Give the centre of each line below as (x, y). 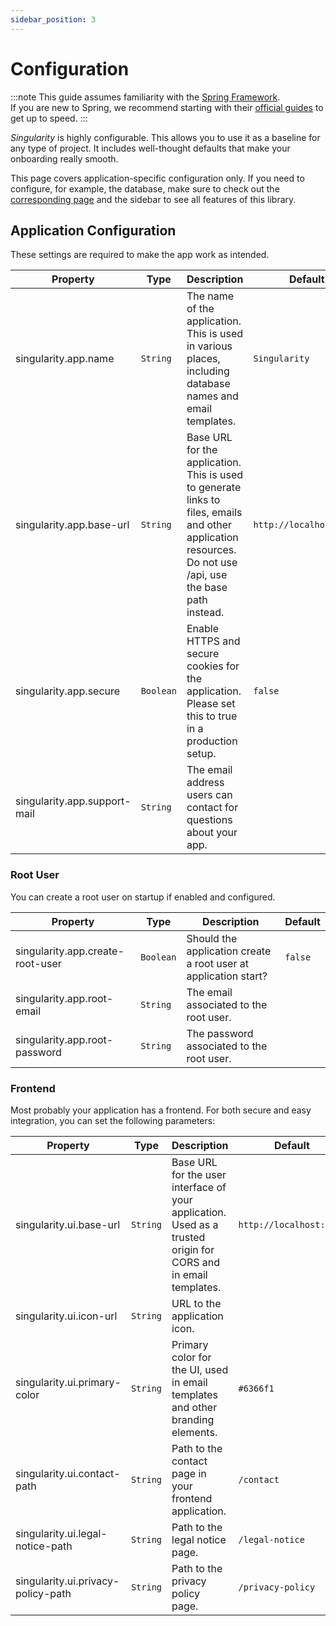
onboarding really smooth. (64, 158)
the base (207, 588)
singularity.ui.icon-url (66, 1316)
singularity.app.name (65, 359)
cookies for (213, 666)
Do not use (212, 563)
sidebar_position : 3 (53, 19)
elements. (194, 1432)
